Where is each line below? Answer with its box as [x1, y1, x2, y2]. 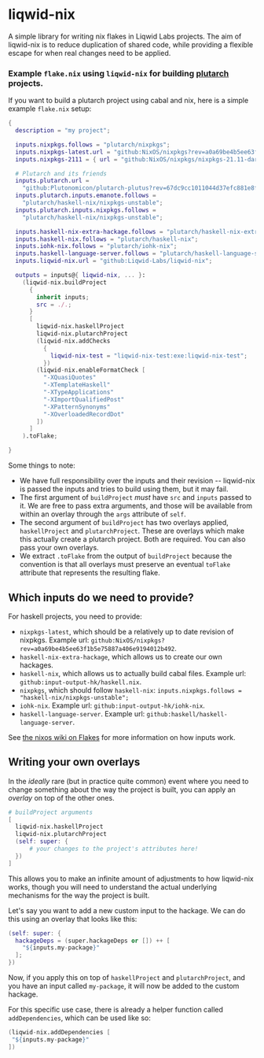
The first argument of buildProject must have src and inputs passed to [19, 493, 252, 502]
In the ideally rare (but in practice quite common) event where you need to [8, 776, 249, 786]
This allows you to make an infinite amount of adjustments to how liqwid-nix [8, 874, 254, 883]
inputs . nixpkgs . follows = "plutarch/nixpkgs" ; [15, 140, 170, 149]
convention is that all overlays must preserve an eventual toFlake [19, 560, 231, 569]
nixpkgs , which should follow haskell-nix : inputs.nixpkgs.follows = [19, 685, 242, 694]
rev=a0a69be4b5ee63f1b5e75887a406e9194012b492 [19, 645, 175, 653]
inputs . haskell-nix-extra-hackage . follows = [15, 228, 163, 235]
